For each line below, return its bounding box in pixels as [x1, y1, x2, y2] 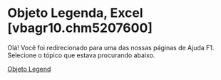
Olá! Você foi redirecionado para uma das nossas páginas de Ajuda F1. [7, 43, 215, 52]
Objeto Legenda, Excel [7, 5, 144, 21]
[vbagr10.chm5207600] [7, 20, 153, 36]
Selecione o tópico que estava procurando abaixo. [7, 51, 155, 59]
